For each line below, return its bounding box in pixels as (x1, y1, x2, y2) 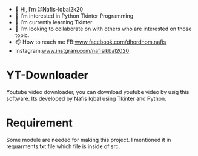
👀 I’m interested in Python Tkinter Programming (15, 12, 134, 19)
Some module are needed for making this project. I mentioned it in (6, 136, 171, 143)
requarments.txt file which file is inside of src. (6, 143, 120, 150)
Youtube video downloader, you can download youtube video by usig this (6, 88, 190, 95)
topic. (15, 32, 30, 39)
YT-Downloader (6, 69, 89, 82)
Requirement (6, 116, 73, 130)
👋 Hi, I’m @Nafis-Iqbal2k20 (15, 6, 84, 13)
